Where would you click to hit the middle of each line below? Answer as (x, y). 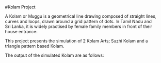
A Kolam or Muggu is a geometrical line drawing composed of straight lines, (81, 16)
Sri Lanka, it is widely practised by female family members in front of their (79, 26)
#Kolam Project (20, 7)
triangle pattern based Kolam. (35, 46)
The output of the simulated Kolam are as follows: (55, 55)
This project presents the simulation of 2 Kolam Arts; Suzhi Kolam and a (77, 41)
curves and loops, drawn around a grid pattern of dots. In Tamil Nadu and (78, 21)
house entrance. (21, 31)
